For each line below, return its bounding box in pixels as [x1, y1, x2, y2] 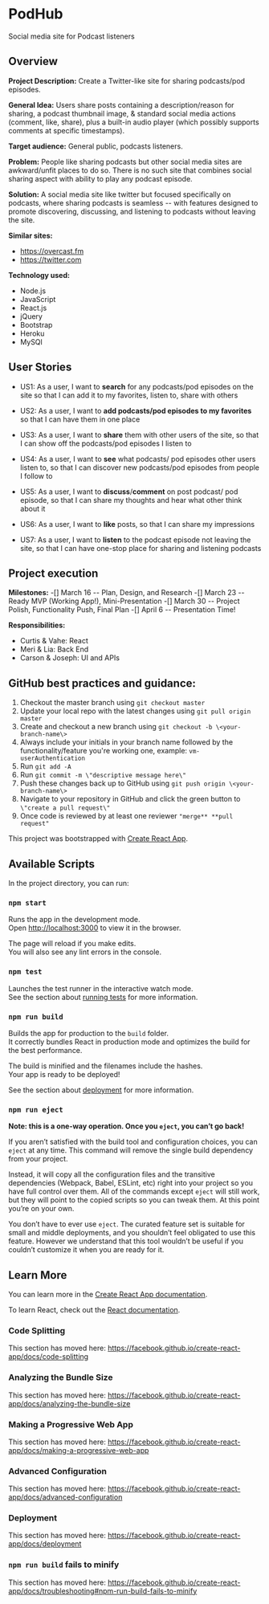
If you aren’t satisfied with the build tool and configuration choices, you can [8, 1137, 259, 1147]
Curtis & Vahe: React [19, 636, 88, 646]
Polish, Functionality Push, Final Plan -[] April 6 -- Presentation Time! [8, 605, 236, 614]
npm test [8, 967, 43, 977]
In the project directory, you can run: [8, 879, 129, 888]
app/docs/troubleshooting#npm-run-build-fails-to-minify [8, 1586, 198, 1595]
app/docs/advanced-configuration [8, 1492, 123, 1502]
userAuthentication [19, 754, 86, 763]
